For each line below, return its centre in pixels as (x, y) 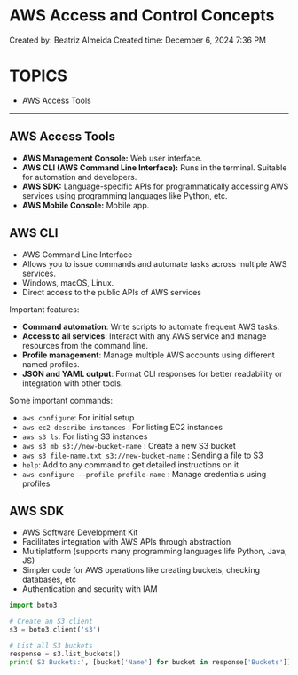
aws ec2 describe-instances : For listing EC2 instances (122, 427)
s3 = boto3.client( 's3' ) (55, 630)
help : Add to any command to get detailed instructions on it (130, 464)
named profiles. (51, 364)
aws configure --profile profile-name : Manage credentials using (144, 474)
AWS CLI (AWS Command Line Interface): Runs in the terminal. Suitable (154, 167)
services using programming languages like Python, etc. (125, 195)
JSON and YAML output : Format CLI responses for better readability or (152, 373)
